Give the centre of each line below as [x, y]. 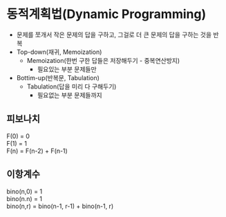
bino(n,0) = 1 [25, 191]
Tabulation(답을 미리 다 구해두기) [72, 86]
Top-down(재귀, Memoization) [59, 52]
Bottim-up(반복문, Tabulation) [58, 77]
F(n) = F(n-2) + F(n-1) [37, 151]
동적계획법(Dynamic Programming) [106, 14]
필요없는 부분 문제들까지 [69, 95]
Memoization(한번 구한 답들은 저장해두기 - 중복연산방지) [103, 60]
